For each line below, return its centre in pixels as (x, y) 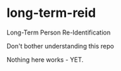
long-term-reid (51, 13)
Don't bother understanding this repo (60, 46)
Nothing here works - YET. (45, 59)
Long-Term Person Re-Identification (59, 32)
